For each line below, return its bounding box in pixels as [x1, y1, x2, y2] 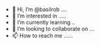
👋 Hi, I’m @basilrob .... [12, 6, 68, 13]
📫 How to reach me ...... [12, 32, 73, 39]
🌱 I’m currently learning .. [12, 19, 75, 26]
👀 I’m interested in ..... [12, 12, 67, 19]
